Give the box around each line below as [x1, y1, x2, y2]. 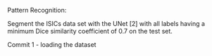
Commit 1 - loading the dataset [7, 41, 96, 48]
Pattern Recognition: [7, 6, 67, 14]
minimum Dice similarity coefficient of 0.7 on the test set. [7, 27, 173, 35]
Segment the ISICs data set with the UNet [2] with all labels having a [7, 20, 206, 27]
